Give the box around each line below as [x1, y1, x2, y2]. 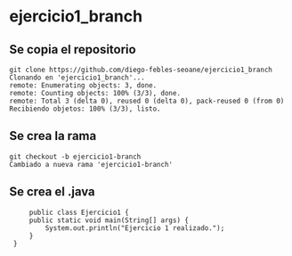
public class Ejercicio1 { [28, 208, 129, 217]
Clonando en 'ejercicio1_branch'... [9, 73, 145, 82]
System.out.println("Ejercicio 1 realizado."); [45, 223, 225, 233]
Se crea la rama [9, 128, 97, 144]
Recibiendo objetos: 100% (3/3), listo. [9, 104, 162, 113]
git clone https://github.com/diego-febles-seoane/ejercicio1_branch [9, 65, 273, 74]
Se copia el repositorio [9, 42, 136, 57]
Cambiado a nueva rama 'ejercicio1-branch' [9, 160, 174, 169]
